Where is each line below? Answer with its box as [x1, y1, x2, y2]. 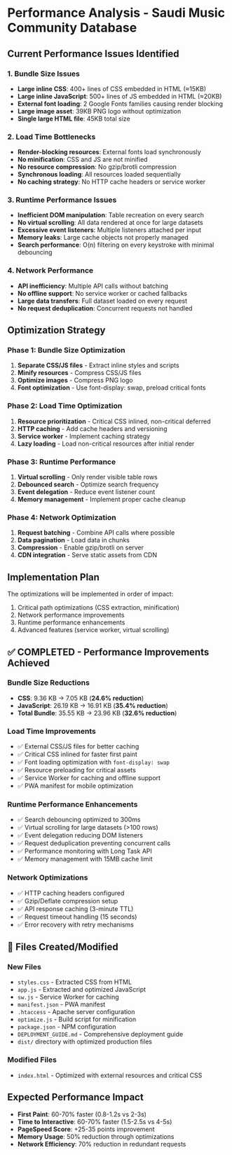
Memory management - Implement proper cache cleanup [17, 496, 186, 504]
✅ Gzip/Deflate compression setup [17, 896, 118, 905]
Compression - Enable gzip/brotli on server [17, 543, 144, 552]
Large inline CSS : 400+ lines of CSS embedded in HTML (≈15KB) [17, 84, 207, 93]
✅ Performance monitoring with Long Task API [17, 847, 152, 856]
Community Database [7, 20, 137, 36]
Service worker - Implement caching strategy [17, 432, 151, 440]
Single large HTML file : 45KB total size [17, 114, 131, 123]
